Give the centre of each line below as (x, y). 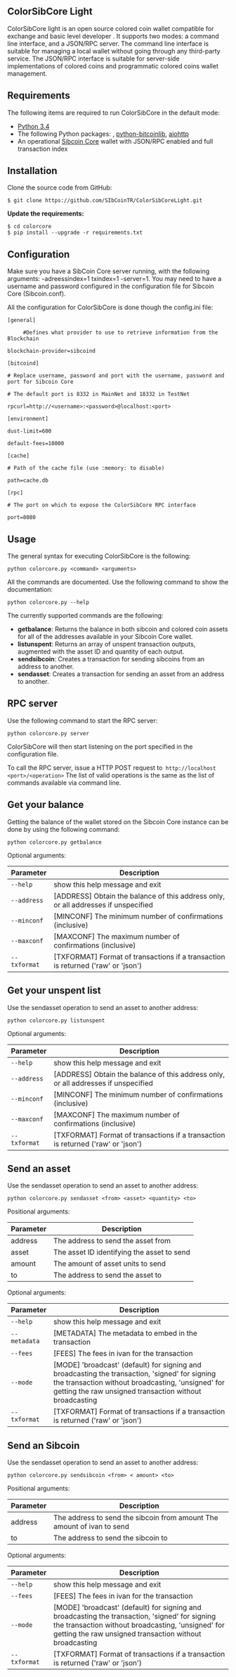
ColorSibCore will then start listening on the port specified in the (100, 747)
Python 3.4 (33, 126)
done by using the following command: (64, 829)
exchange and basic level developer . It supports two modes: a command (113, 36)
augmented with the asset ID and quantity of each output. (101, 652)
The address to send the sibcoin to (110, 1538)
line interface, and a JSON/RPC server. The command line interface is (108, 43)
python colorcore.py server (48, 733)
